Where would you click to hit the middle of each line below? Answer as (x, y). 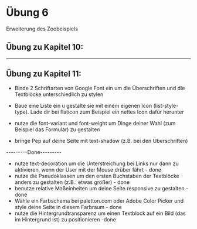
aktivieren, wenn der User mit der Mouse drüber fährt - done (88, 169)
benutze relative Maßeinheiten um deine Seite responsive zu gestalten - (101, 188)
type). (22, 112)
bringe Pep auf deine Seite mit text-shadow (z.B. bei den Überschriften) (101, 141)
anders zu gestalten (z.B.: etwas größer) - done (72, 182)
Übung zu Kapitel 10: (45, 47)
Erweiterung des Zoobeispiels (42, 29)
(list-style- (166, 105)
